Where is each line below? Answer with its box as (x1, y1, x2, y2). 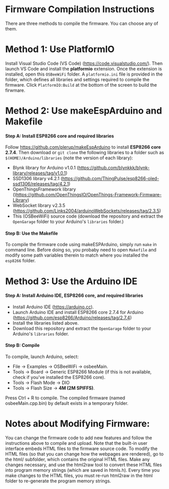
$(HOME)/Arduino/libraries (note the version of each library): (5, 155, 133, 161)
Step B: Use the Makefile (5, 230, 58, 236)
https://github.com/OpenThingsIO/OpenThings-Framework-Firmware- (16, 192, 162, 198)
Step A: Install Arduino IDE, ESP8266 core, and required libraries (5, 293, 143, 299)
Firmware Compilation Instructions (5, 4, 155, 15)
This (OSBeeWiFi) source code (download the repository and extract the (12, 213, 163, 219)
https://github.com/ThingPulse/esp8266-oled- (62, 176, 159, 182)
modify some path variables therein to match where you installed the (5, 252, 148, 258)
